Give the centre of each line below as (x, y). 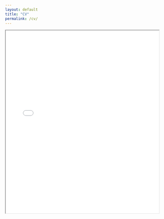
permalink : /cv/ (21, 19)
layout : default (21, 10)
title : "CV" (17, 14)
